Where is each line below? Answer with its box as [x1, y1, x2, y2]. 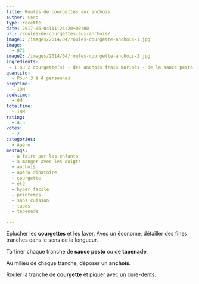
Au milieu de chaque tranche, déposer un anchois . [6, 260, 131, 267]
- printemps [11, 192, 42, 197]
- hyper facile [11, 186, 49, 192]
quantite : [6, 70, 31, 76]
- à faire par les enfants [11, 153, 79, 159]
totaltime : [6, 103, 33, 109]
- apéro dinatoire [11, 169, 58, 176]
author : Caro [6, 14, 39, 20]
